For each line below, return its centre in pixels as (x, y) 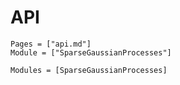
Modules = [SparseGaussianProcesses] (89, 70)
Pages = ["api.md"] (51, 44)
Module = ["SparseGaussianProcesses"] (91, 52)
